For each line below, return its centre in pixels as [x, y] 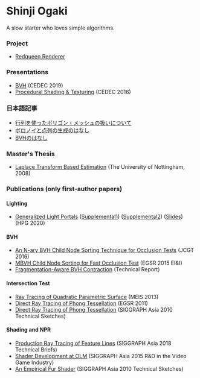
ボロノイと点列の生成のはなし [52, 130]
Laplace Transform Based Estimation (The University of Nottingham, [100, 167]
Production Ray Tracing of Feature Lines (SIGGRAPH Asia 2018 [93, 343]
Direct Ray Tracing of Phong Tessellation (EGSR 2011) [81, 303]
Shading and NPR [29, 330]
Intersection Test [28, 283]
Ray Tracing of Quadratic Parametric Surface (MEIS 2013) [87, 297]
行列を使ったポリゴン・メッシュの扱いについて [73, 122]
